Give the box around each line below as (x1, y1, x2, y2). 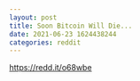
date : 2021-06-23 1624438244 (9, 29, 117, 38)
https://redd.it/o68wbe (9, 62, 92, 73)
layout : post (9, 12, 58, 22)
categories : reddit (9, 37, 82, 47)
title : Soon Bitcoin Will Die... (9, 21, 133, 30)
